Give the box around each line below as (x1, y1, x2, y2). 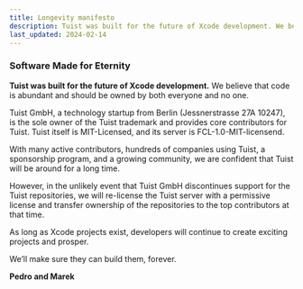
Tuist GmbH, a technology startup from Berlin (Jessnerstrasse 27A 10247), (9, 107, 286, 118)
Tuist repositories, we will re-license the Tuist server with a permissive (9, 190, 271, 201)
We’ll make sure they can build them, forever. (9, 253, 178, 264)
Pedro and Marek (9, 271, 75, 282)
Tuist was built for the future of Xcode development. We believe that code (9, 80, 290, 91)
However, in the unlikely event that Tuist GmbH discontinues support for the (9, 180, 290, 191)
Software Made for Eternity (9, 59, 131, 72)
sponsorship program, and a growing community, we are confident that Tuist (9, 153, 294, 164)
